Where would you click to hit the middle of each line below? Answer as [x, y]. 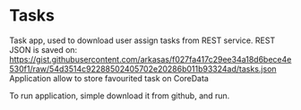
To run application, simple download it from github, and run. [120, 96]
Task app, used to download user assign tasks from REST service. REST [142, 40]
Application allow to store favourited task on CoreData [109, 78]
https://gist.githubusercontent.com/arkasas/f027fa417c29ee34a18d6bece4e [150, 59]
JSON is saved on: [43, 49]
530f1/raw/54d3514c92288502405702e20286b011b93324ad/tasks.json [143, 69]
